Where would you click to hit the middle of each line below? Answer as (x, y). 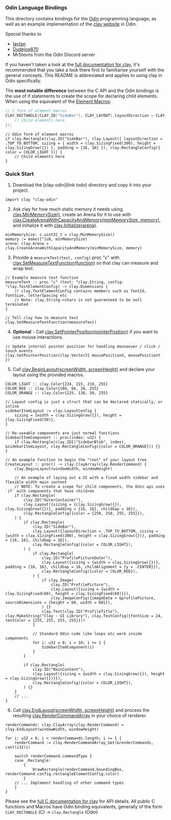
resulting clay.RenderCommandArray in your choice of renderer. (80, 716)
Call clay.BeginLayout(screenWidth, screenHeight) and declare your (84, 369)
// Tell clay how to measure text (42, 318)
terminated (17, 305)
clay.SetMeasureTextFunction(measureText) (51, 323)
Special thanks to (23, 34)
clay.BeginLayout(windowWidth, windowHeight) (64, 469)
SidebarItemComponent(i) (68, 647)
